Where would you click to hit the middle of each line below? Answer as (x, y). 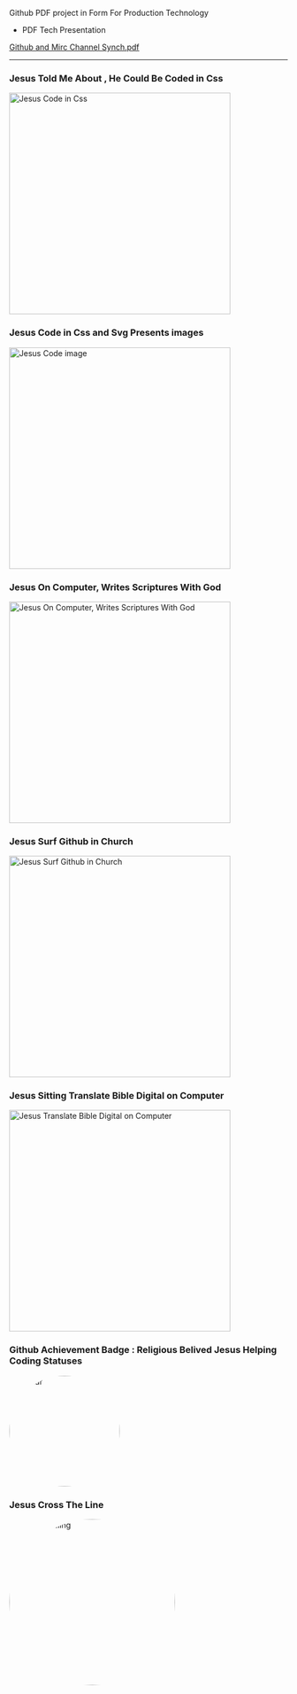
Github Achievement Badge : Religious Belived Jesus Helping (143, 1350)
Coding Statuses (46, 1361)
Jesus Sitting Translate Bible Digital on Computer (117, 1096)
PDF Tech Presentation (64, 30)
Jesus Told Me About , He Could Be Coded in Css (116, 78)
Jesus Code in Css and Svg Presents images (107, 333)
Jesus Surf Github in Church (72, 841)
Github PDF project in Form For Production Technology (109, 13)
